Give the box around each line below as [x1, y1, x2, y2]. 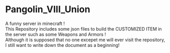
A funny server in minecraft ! [5, 20, 65, 26]
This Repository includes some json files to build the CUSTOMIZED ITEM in [5, 25, 162, 32]
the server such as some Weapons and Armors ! [5, 31, 107, 37]
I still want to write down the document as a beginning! [5, 42, 120, 48]
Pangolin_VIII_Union [5, 4, 90, 15]
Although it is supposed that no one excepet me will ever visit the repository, [5, 37, 165, 43]
